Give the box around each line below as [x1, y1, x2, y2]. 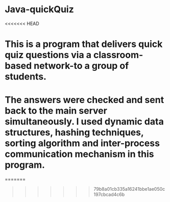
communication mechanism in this [5, 148, 154, 160]
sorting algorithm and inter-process [5, 138, 160, 149]
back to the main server [5, 105, 108, 117]
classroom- [93, 49, 143, 61]
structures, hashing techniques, [5, 127, 144, 138]
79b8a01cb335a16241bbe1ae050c [93, 186, 165, 192]
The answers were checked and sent [5, 94, 164, 106]
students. [5, 71, 47, 83]
